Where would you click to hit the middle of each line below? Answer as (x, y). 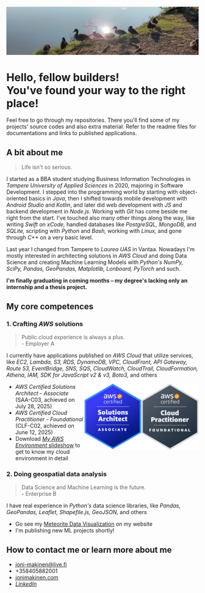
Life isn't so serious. (46, 167)
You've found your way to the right (96, 90)
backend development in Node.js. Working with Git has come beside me (97, 212)
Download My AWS (39, 438)
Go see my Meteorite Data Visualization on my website (84, 524)
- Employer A (38, 344)
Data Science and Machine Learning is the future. (84, 487)
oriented (17, 199)
